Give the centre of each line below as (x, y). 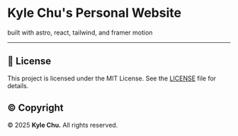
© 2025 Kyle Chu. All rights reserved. (63, 125)
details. (18, 85)
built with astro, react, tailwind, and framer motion (80, 32)
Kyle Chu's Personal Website (95, 13)
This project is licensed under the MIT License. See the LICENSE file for (112, 78)
